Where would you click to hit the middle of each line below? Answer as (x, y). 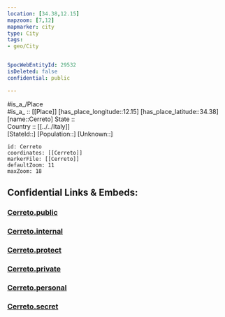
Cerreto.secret (33, 307)
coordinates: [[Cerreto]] (45, 153)
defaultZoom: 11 (31, 165)
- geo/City (23, 46)
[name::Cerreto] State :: (41, 119)
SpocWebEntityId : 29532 (42, 65)
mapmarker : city (31, 27)
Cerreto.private (34, 269)
